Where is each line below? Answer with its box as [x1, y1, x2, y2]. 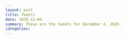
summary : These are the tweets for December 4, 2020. [5, 21, 122, 27]
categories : [5, 26, 30, 31]
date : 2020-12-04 [5, 17, 42, 22]
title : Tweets [5, 12, 36, 17]
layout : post [5, 7, 33, 13]
